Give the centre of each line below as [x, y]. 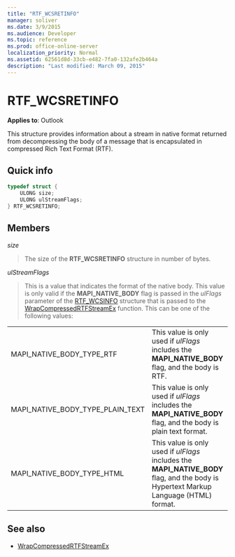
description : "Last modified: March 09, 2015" [76, 66]
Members [29, 228]
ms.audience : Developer [42, 33]
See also [26, 529]
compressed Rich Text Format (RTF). [60, 149]
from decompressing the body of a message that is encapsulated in [105, 141]
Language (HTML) [181, 495]
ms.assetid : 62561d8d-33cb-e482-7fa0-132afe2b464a [83, 60]
